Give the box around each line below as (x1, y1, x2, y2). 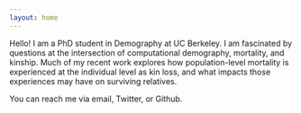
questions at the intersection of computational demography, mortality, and (9, 47, 285, 58)
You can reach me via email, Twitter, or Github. (9, 93, 183, 104)
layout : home (9, 13, 59, 22)
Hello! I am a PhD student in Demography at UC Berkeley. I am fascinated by (9, 38, 293, 48)
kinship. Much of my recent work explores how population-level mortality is (9, 56, 289, 67)
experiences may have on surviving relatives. (9, 75, 178, 86)
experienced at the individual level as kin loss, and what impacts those (9, 66, 271, 77)
